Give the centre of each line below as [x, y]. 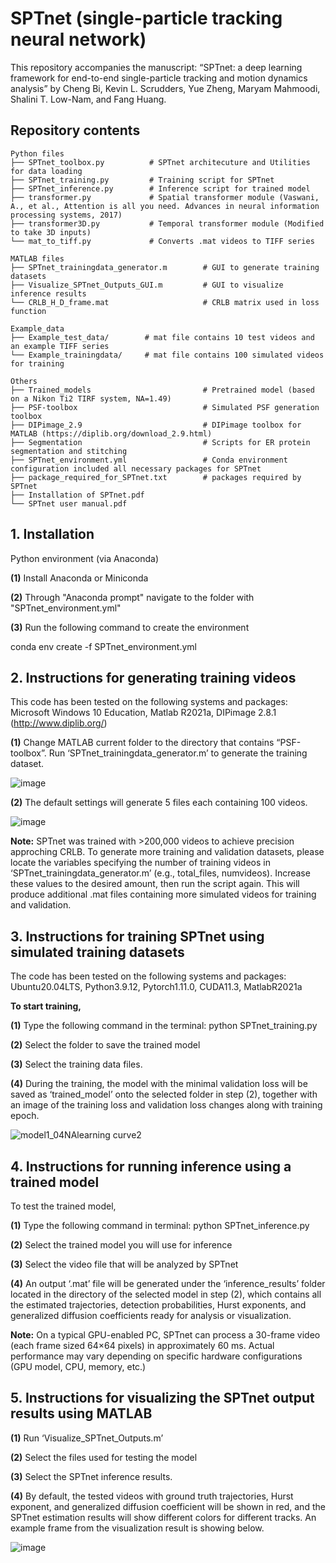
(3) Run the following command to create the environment [130, 627]
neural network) [78, 39]
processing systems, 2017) [66, 215]
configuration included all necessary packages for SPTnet [136, 468]
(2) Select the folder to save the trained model [105, 1045]
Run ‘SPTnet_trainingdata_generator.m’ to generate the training [178, 753]
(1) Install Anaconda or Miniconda [79, 578]
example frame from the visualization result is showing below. [137, 1528]
